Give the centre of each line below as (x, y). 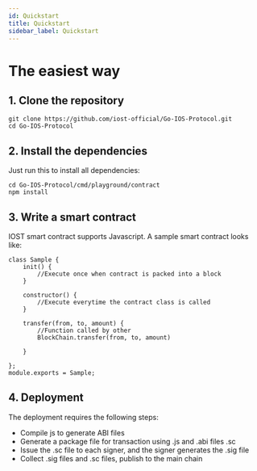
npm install (28, 192)
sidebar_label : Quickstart (54, 31)
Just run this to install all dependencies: (74, 170)
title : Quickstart (39, 23)
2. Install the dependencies (78, 151)
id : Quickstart (34, 16)
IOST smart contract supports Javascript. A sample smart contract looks (128, 236)
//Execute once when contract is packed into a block (129, 274)
